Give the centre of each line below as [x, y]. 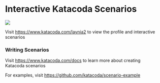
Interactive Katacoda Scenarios [71, 9]
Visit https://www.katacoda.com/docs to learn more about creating [73, 60]
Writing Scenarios [27, 50]
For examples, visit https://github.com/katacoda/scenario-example [73, 75]
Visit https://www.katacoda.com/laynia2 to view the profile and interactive [80, 32]
